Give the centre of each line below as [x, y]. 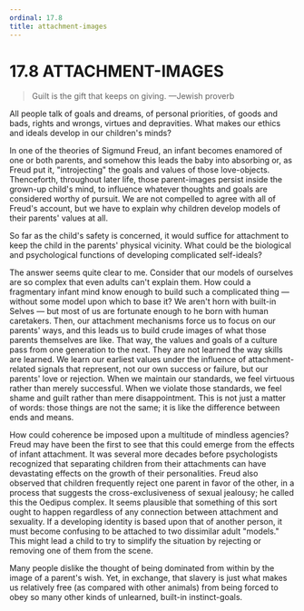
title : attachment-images [58, 26]
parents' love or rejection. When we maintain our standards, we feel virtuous [152, 379]
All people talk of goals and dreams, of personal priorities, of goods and [144, 113]
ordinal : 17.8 [36, 18]
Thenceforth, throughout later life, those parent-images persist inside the [146, 180]
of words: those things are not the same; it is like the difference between [145, 408]
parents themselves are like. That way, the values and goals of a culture [143, 340]
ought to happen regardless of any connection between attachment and [144, 512]
